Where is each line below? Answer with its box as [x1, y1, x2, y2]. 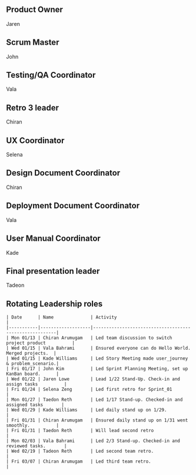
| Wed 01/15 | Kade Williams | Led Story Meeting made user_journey [6, 356, 188, 361]
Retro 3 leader [6, 102, 59, 112]
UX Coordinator [6, 135, 65, 145]
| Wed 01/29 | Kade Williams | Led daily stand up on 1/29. [6, 407, 167, 413]
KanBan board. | [6, 371, 59, 377]
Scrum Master [6, 38, 59, 48]
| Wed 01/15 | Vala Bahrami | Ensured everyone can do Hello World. [6, 346, 191, 351]
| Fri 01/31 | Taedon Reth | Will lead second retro [6, 428, 154, 434]
